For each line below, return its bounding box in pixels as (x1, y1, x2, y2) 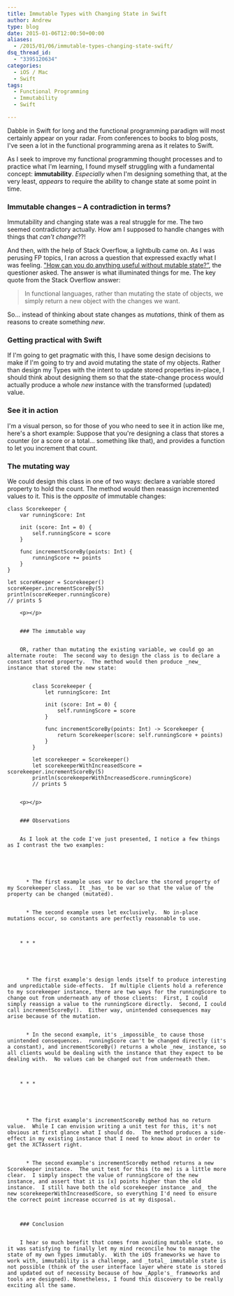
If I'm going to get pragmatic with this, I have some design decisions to (7, 351, 211, 360)
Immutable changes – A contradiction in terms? (7, 202, 171, 212)
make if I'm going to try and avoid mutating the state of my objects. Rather (7, 358, 221, 367)
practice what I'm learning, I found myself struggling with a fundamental (7, 162, 214, 170)
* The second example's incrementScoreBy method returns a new (25, 1160, 214, 1167)
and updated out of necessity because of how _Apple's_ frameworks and (7, 1269, 220, 1277)
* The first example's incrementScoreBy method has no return (25, 1117, 211, 1124)
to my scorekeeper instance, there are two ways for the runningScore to (7, 989, 227, 996)
